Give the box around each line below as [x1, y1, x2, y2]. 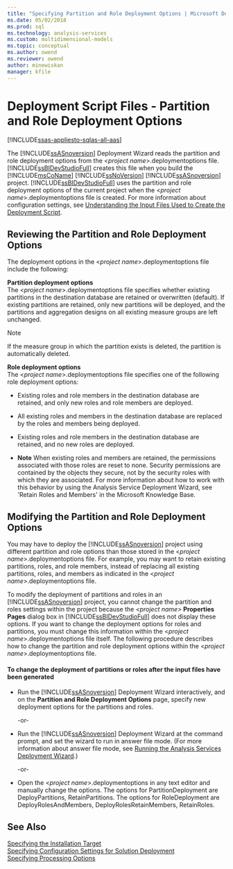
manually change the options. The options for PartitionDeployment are [17, 786, 218, 795]
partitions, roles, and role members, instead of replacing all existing [7, 562, 200, 571]
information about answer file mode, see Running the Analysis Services [17, 744, 222, 753]
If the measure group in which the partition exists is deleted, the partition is [7, 342, 221, 351]
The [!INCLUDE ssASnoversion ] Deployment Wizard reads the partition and [7, 149, 221, 158]
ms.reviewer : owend [7, 56, 64, 62]
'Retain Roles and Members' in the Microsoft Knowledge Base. [17, 491, 196, 499]
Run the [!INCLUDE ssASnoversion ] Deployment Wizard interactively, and [17, 688, 225, 696]
